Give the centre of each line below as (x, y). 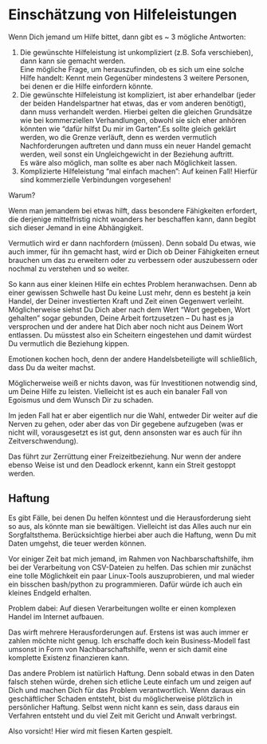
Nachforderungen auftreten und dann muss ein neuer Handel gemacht (135, 145)
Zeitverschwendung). (43, 440)
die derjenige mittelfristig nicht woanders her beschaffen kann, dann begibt (132, 219)
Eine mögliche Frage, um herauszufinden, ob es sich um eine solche (132, 69)
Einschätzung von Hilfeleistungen (123, 15)
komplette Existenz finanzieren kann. (69, 658)
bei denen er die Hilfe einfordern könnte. (86, 86)
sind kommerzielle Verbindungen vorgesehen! (95, 179)
